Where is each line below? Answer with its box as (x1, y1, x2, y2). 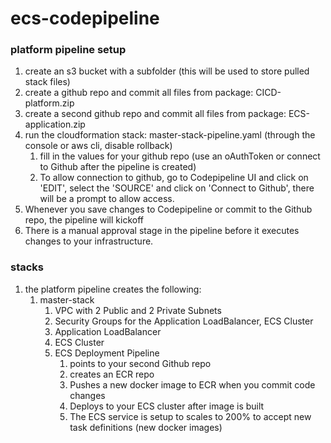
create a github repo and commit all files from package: (24, 87, 254, 99)
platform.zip (24, 97, 75, 109)
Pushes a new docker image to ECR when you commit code (69, 378, 316, 391)
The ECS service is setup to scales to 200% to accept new (69, 410, 312, 422)
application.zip (24, 118, 86, 131)
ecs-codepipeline (10, 7, 160, 30)
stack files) (24, 76, 71, 88)
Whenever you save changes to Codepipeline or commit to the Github (24, 203, 313, 216)
